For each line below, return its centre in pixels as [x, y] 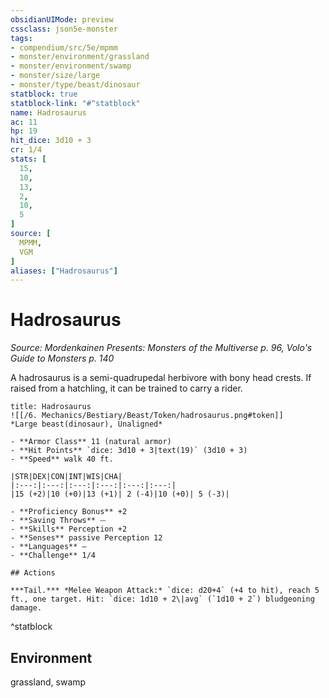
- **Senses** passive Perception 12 [86, 538]
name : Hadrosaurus [48, 112]
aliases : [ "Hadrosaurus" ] [64, 271]
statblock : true [44, 94]
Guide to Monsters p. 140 [62, 358]
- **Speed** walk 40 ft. [62, 459]
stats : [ [28, 159]
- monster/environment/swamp [71, 66]
